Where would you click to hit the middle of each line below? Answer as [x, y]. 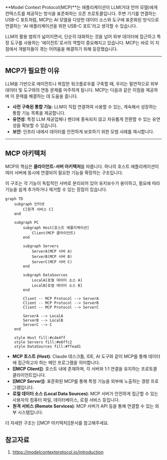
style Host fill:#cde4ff [40, 338]
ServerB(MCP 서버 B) [52, 257]
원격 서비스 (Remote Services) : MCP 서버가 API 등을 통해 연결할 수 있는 [83, 406]
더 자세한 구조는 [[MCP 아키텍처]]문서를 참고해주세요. [57, 423]
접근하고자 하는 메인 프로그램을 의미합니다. [59, 363]
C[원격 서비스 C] [38, 209]
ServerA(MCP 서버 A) [52, 251]
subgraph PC [26, 222]
